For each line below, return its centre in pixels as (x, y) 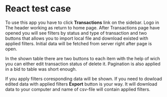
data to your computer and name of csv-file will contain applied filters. (78, 89)
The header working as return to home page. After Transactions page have (82, 27)
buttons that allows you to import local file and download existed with (77, 38)
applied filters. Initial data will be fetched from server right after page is (78, 43)
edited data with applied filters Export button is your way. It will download (81, 84)
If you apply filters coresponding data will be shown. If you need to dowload (83, 79)
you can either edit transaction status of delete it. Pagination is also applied (83, 64)
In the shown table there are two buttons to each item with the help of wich (83, 58)
